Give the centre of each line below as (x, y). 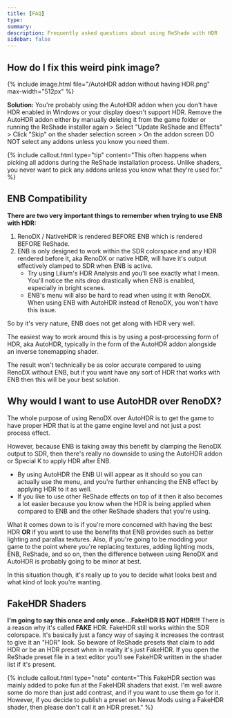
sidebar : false (29, 39)
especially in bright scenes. (66, 287)
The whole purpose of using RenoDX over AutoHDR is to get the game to (110, 418)
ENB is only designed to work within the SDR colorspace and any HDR (117, 251)
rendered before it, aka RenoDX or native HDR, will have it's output (112, 258)
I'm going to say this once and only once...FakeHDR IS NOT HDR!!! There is (116, 620)
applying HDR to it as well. (54, 489)
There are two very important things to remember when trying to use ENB (115, 215)
